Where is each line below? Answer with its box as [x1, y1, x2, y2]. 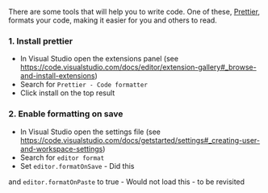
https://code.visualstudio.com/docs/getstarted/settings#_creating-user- [19, 135, 261, 145]
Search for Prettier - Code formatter [19, 80, 148, 90]
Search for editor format [19, 153, 105, 162]
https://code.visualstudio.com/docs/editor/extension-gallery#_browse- [19, 62, 257, 72]
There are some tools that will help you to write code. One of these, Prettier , [8, 7, 261, 16]
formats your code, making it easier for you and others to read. [8, 15, 218, 25]
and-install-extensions [19, 71, 95, 81]
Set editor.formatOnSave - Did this [19, 161, 135, 170]
